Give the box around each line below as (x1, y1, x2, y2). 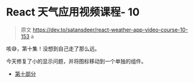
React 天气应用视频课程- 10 (6, 5, 140, 19)
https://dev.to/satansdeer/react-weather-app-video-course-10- (32, 26, 188, 33)
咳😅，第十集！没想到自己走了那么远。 (6, 45, 100, 52)
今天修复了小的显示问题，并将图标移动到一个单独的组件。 (6, 58, 147, 65)
